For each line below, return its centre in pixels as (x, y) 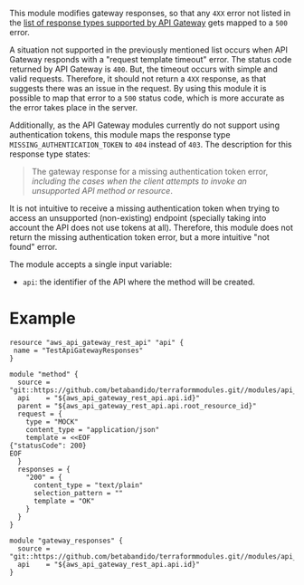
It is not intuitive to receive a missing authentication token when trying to (145, 208)
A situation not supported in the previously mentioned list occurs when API (148, 50)
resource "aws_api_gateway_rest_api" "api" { (96, 342)
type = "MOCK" (52, 422)
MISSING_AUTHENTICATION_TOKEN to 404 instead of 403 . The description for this (151, 144)
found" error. (33, 247)
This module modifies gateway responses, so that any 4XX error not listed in (150, 13)
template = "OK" (64, 501)
